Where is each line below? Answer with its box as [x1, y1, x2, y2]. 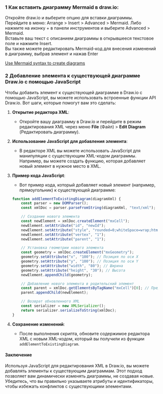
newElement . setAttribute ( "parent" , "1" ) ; [21, 236, 106, 241]
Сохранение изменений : [12, 321, 65, 327]
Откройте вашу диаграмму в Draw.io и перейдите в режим [19, 118, 142, 125]
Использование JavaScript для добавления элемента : [12, 138, 128, 144]
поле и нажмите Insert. [5, 41, 52, 47]
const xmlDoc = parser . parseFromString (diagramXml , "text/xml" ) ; [21, 205, 156, 210]
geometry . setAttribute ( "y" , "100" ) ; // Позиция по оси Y [21, 259, 139, 264]
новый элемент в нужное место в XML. [19, 163, 101, 169]
